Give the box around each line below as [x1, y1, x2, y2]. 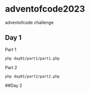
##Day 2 [5, 82, 22, 88]
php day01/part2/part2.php [5, 74, 60, 79]
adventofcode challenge [5, 19, 54, 25]
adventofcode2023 [5, 3, 85, 15]
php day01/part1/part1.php [5, 56, 60, 61]
